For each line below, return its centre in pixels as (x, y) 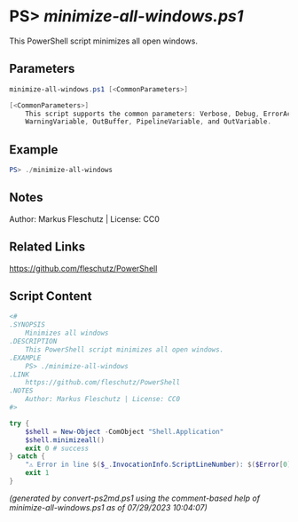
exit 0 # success (57, 448)
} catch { (27, 456)
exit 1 (37, 473)
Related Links (47, 247)
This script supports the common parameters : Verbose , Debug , (142, 114)
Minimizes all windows (67, 333)
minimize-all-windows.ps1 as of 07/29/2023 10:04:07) (108, 507)
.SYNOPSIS (27, 325)
